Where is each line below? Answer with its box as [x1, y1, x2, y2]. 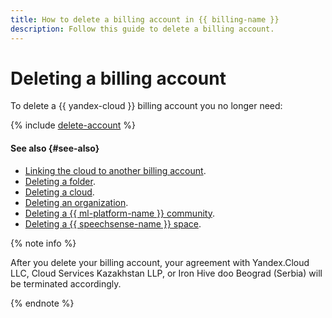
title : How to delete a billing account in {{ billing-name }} [10, 14, 280, 25]
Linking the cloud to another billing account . [24, 164, 207, 176]
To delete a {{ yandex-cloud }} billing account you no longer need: [10, 100, 283, 112]
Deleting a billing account [10, 67, 227, 90]
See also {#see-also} [10, 142, 100, 155]
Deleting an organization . [24, 196, 129, 208]
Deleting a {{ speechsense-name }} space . [24, 217, 202, 230]
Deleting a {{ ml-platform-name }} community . [24, 207, 215, 219]
